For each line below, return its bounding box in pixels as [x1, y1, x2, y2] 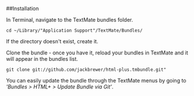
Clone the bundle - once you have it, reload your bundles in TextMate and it [6, 49, 189, 56]
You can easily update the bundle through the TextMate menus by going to [6, 77, 186, 84]
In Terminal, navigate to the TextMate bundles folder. [6, 16, 134, 23]
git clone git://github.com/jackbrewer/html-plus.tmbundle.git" [6, 67, 166, 73]
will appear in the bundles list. [6, 56, 78, 62]
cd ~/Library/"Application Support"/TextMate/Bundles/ [6, 28, 143, 33]
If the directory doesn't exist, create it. [6, 38, 98, 44]
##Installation [6, 5, 39, 12]
